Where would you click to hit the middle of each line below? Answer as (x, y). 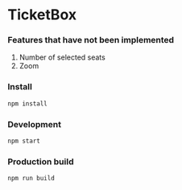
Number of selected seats (62, 57)
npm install (27, 103)
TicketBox (42, 15)
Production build (41, 161)
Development (35, 124)
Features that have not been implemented (91, 40)
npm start (24, 141)
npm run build (31, 179)
